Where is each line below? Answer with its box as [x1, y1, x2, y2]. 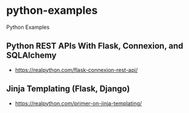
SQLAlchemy [6, 50, 57, 61]
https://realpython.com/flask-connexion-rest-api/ [14, 66, 138, 73]
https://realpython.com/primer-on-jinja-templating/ [14, 100, 142, 107]
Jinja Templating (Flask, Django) [6, 84, 130, 94]
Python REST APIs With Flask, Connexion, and [6, 41, 184, 51]
